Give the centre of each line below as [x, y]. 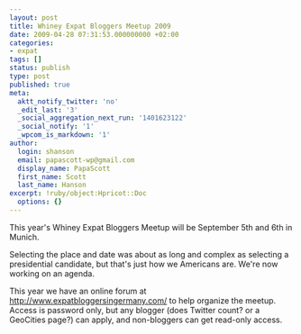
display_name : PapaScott [64, 168]
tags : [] [26, 59]
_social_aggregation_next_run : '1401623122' [102, 118]
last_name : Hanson [52, 185]
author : [24, 143]
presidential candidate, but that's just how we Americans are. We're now [144, 264]
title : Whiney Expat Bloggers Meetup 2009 [90, 26]
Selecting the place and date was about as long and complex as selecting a [149, 254]
